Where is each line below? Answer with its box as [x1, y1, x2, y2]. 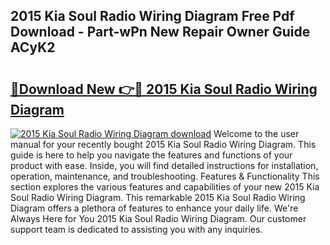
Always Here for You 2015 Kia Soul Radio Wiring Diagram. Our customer [10, 213, 307, 224]
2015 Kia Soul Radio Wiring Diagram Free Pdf [10, 8, 295, 25]
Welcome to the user [213, 128, 300, 139]
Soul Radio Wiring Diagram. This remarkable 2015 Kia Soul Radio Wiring [10, 192, 306, 203]
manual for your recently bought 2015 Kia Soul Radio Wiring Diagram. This [10, 139, 317, 150]
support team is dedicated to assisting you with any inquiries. [10, 224, 263, 235]
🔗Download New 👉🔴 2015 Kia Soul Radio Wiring [10, 80, 318, 98]
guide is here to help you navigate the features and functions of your [10, 149, 293, 161]
